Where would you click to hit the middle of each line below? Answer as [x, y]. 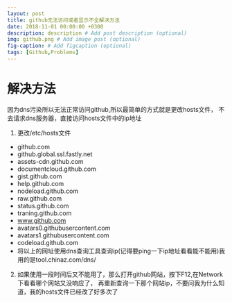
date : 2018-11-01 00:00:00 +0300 [55, 26]
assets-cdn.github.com [51, 161]
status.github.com [43, 205]
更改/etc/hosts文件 [44, 133]
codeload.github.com [47, 242]
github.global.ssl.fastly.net [55, 154]
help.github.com [41, 183]
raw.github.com [39, 198]
